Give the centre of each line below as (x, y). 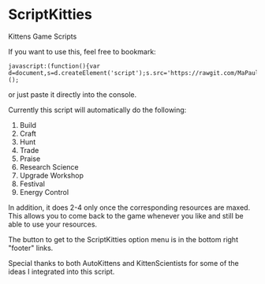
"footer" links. (31, 248)
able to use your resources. (52, 224)
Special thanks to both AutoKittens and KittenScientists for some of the (123, 263)
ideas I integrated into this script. (62, 271)
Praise (30, 159)
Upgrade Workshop (52, 175)
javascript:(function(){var (54, 66)
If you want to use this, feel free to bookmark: (82, 51)
